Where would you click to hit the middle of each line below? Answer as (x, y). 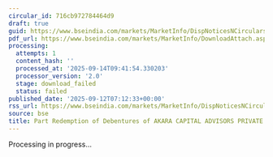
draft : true (28, 23)
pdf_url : (23, 38)
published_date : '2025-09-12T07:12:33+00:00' (87, 99)
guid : (17, 31)
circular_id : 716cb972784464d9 (61, 16)
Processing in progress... (50, 144)
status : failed (41, 91)
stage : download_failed (56, 83)
